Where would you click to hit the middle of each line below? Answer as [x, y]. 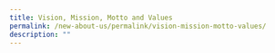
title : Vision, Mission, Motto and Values [91, 18]
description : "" [40, 34]
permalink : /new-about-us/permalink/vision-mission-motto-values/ [138, 26]
